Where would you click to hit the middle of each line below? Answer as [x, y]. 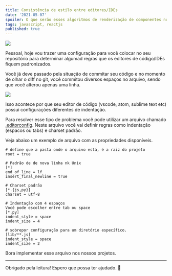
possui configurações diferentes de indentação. [56, 110]
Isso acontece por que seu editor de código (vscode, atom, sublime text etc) [86, 104]
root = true [18, 154]
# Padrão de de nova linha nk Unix [43, 163]
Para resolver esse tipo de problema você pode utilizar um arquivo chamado [86, 120]
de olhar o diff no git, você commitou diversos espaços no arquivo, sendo [83, 79]
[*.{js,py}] [18, 190]
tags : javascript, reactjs [34, 24]
